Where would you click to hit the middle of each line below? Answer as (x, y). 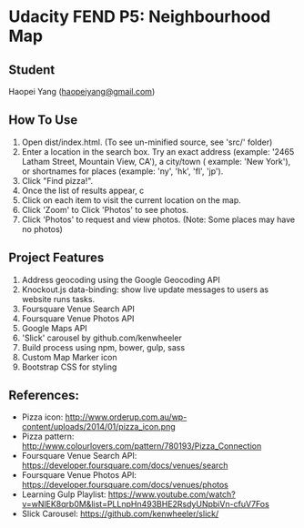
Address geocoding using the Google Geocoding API (121, 279)
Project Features (56, 258)
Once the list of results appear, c (83, 190)
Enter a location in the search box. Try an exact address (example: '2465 (158, 151)
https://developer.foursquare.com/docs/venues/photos (125, 485)
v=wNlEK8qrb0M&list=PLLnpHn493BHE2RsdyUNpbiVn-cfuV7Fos (145, 504)
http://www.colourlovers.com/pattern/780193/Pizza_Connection (142, 446)
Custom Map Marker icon (69, 357)
